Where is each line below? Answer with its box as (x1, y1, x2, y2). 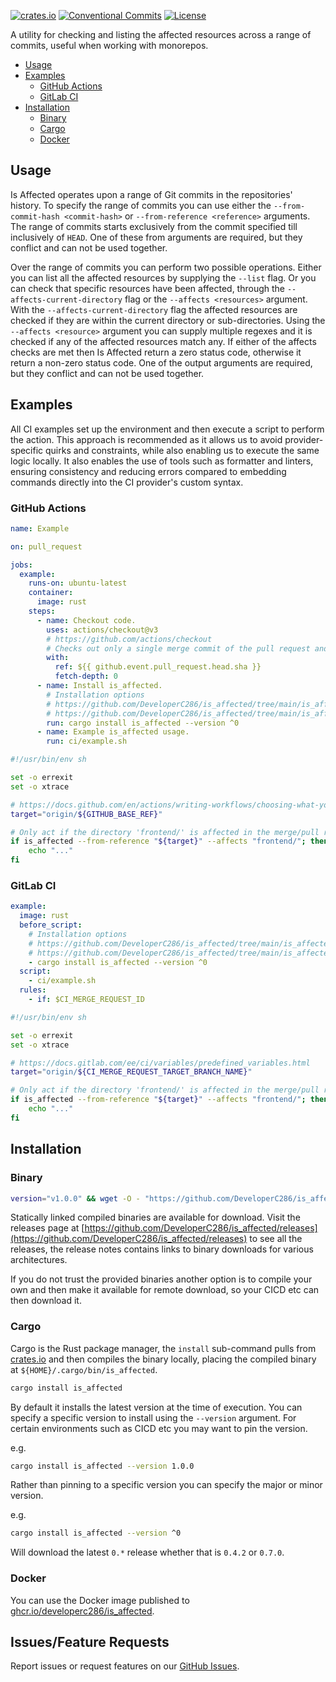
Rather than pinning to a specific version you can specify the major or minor (10, 1479, 323, 1491)
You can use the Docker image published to (10, 1594, 190, 1606)
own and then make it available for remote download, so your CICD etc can (10, 1284, 320, 1296)
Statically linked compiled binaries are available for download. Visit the (10, 1211, 301, 1224)
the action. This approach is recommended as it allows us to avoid (10, 433, 283, 445)
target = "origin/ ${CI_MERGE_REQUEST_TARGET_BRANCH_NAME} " (10, 1067, 253, 1077)
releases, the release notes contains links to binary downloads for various (10, 1243, 314, 1255)
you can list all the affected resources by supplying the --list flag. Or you (10, 271, 317, 284)
